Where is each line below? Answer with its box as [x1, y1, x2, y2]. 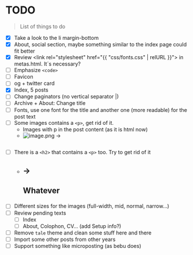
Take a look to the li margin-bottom [13, 34, 99, 41]
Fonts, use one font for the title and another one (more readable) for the [13, 106, 187, 113]
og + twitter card [13, 80, 55, 87]
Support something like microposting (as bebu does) [13, 242, 141, 249]
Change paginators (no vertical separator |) [13, 93, 119, 100]
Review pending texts [13, 209, 66, 216]
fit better [13, 47, 36, 55]
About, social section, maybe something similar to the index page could [13, 41, 187, 47]
